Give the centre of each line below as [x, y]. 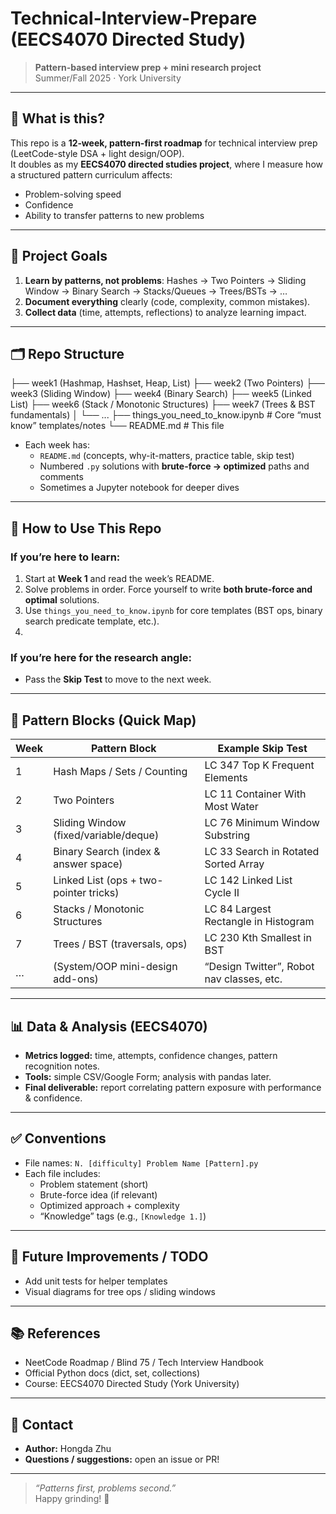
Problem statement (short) [94, 1184]
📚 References [55, 1333]
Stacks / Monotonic [99, 909]
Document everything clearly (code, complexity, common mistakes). [167, 301]
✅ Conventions [58, 1138]
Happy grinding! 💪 [72, 1499]
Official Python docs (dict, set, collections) [112, 1373]
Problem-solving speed [73, 194]
